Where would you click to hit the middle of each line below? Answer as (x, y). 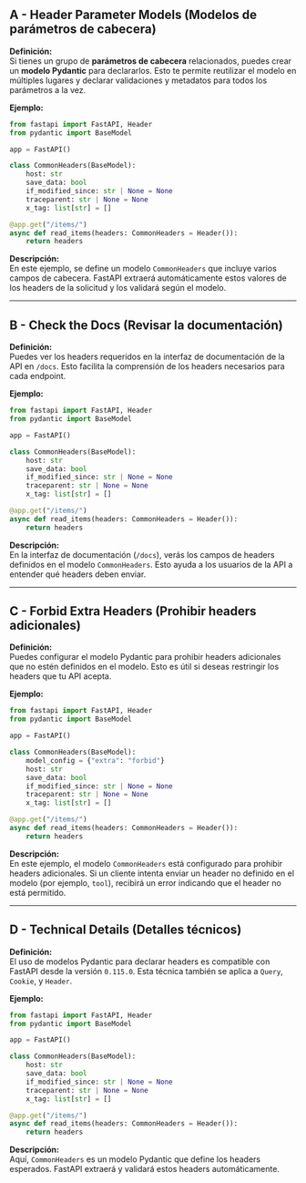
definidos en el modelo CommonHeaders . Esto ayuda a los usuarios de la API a (151, 564)
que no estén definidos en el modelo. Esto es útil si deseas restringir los (144, 667)
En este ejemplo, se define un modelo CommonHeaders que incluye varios (143, 269)
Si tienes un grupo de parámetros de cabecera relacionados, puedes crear (151, 61)
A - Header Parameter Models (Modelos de (133, 15)
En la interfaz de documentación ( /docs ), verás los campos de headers (142, 554)
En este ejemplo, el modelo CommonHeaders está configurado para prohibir (146, 863)
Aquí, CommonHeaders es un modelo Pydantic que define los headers (135, 1159)
